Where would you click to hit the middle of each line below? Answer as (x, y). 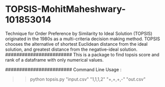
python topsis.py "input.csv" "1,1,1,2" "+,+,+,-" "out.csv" (88, 79)
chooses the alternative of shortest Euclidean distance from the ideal (76, 44)
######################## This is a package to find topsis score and (82, 54)
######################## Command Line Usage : (63, 69)
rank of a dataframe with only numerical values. (54, 60)
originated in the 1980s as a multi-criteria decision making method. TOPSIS (83, 39)
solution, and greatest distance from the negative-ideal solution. (71, 49)
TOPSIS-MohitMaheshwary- (65, 9)
